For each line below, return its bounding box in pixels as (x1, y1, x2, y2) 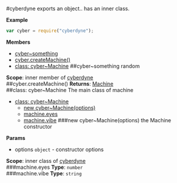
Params (6, 134, 25, 141)
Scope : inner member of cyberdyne (6, 74, 94, 81)
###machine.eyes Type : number (6, 164, 83, 171)
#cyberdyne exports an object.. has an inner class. (6, 5, 130, 12)
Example (6, 17, 28, 23)
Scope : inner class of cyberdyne (6, 157, 86, 164)
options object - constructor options (14, 146, 104, 153)
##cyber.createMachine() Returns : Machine (6, 80, 114, 87)
